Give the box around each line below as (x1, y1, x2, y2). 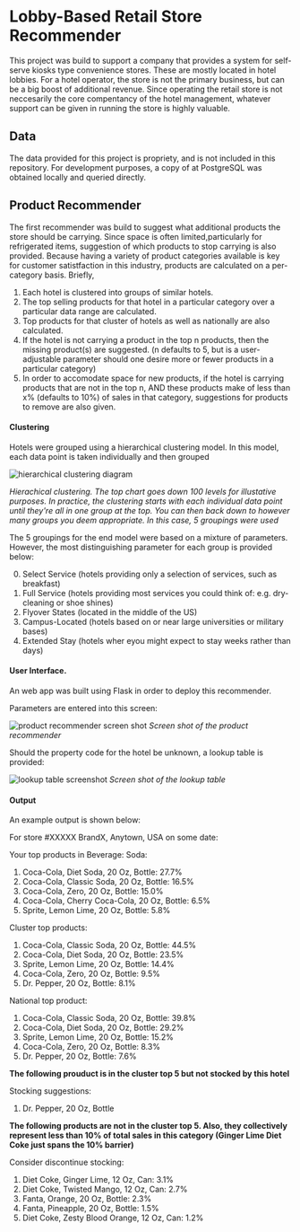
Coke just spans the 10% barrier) (9, 1140, 134, 1150)
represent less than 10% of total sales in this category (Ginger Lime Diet (9, 1130, 282, 1141)
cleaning (21, 597, 55, 608)
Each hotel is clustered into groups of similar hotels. (21, 286, 214, 297)
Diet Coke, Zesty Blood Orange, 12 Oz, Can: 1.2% (21, 1212, 204, 1223)
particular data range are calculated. (21, 305, 157, 316)
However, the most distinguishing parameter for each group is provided (9, 541, 273, 552)
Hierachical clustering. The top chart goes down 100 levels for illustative (9, 486, 277, 497)
